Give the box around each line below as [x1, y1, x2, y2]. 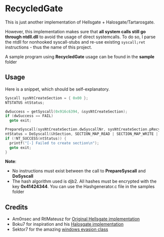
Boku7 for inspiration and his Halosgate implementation [12, 221, 123, 227]
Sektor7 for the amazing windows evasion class [12, 226, 108, 233]
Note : [5, 159, 17, 165]
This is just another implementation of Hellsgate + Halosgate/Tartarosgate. [5, 19, 155, 25]
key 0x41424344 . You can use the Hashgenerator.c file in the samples [12, 184, 155, 190]
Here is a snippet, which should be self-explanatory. [5, 86, 110, 92]
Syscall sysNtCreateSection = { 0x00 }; [5, 95, 89, 100]
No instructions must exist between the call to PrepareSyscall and [12, 168, 146, 174]
